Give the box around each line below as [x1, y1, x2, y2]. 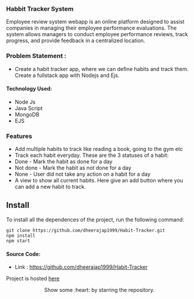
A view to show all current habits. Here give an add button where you [14, 177, 183, 184]
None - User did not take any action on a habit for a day [14, 171, 151, 178]
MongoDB [14, 111, 40, 118]
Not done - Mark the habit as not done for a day [14, 165, 132, 172]
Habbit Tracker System [6, 5, 74, 13]
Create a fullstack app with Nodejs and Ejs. [14, 72, 120, 79]
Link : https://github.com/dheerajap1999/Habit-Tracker [14, 263, 148, 271]
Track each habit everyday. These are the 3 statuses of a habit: [14, 152, 169, 159]
